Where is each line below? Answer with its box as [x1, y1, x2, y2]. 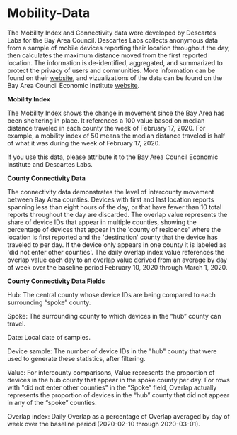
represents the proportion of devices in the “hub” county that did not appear [7, 390, 230, 399]
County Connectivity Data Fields [7, 277, 105, 285]
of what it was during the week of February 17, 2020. [7, 138, 161, 147]
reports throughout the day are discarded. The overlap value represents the [7, 210, 228, 219]
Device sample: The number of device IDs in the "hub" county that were [7, 346, 217, 356]
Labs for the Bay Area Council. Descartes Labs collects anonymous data [7, 35, 218, 44]
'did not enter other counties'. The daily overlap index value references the [7, 248, 225, 256]
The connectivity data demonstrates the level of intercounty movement [7, 187, 214, 196]
